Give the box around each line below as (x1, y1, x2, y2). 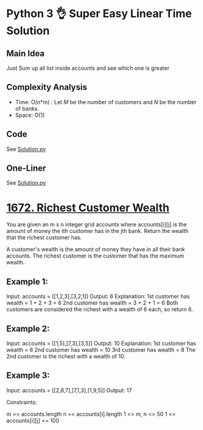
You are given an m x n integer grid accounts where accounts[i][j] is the (6, 221, 187, 228)
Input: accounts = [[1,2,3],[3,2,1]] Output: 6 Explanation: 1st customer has (6, 293, 190, 300)
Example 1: (6, 276, 48, 287)
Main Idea (6, 48, 45, 59)
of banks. (15, 105, 40, 112)
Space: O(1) (15, 111, 45, 119)
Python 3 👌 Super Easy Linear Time (6, 7, 192, 21)
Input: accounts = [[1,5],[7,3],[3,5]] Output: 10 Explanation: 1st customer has (6, 339, 197, 347)
